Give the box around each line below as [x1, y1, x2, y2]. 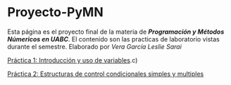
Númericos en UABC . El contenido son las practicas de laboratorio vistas [7, 34, 220, 43]
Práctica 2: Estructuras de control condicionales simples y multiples [7, 70, 204, 78]
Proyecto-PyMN [7, 4, 104, 20]
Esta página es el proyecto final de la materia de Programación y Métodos [7, 27, 225, 36]
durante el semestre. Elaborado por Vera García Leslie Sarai [7, 42, 182, 51]
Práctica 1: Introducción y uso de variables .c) [7, 55, 138, 64]
